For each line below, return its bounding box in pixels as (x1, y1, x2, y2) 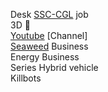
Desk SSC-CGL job (10, 9, 89, 20)
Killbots (10, 72, 42, 84)
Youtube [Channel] (10, 30, 88, 41)
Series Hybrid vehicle (10, 62, 99, 73)
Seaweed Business (10, 40, 89, 52)
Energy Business (10, 51, 80, 63)
